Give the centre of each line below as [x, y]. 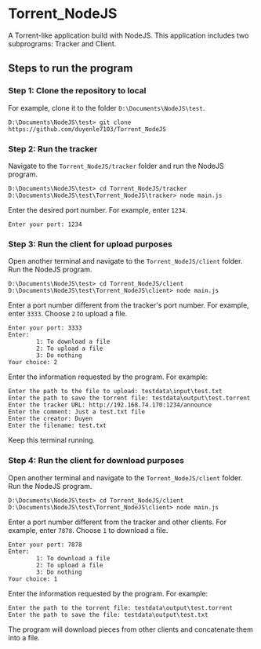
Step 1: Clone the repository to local [77, 91]
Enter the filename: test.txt [58, 426]
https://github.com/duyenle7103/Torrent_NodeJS [87, 129]
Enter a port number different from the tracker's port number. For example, [129, 305]
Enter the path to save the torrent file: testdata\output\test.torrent [129, 398]
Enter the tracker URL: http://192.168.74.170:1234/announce [110, 405]
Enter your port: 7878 [45, 545]
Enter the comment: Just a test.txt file [77, 412]
